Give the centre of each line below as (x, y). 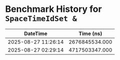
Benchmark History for (53, 9)
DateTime (36, 33)
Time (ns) (90, 33)
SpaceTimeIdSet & (41, 19)
